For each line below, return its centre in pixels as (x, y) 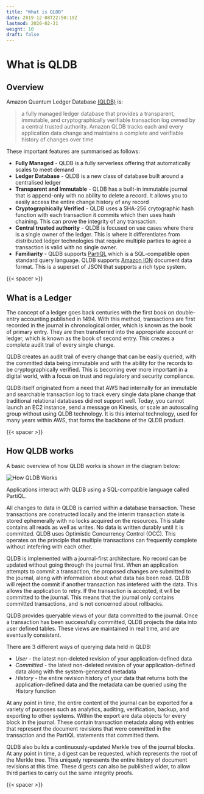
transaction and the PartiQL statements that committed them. (83, 735)
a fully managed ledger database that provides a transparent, (98, 114)
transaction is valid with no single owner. (66, 247)
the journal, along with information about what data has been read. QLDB (98, 578)
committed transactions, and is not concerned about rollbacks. (85, 603)
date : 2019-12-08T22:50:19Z (42, 18)
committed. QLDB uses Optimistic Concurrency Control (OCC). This (91, 533)
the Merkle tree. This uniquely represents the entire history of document (97, 760)
